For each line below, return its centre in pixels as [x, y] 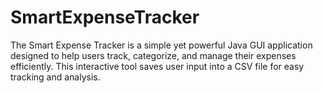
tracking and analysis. [55, 77]
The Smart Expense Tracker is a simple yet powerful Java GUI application [161, 45]
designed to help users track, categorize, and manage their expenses [153, 55]
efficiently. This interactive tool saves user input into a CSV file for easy [157, 66]
